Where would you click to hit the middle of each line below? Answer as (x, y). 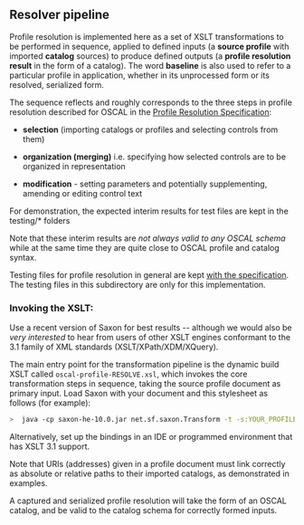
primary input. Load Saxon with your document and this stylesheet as (139, 394)
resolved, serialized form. (57, 84)
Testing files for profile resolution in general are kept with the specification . (149, 274)
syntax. (23, 257)
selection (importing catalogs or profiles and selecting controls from (150, 129)
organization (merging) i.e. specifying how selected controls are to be (154, 157)
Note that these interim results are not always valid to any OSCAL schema (148, 238)
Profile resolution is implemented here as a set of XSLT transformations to (147, 36)
